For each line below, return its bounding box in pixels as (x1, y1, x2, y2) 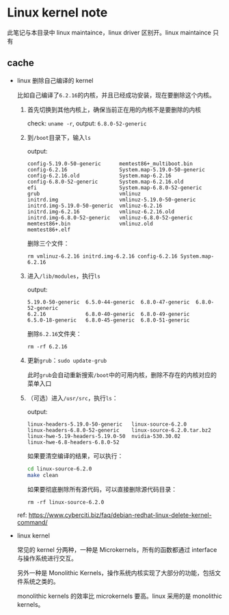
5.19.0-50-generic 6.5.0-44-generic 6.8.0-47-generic (27, 298, 190, 306)
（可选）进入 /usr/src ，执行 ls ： (27, 394, 118, 402)
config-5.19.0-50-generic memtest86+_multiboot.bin (27, 160, 193, 167)
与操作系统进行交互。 (16, 554, 77, 562)
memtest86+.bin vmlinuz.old (27, 220, 154, 227)
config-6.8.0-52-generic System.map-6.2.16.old (27, 178, 184, 185)
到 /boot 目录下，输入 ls (27, 133, 91, 141)
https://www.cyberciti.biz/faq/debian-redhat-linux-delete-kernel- (28, 511, 212, 519)
